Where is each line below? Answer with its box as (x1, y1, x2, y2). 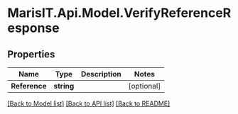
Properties (7, 48, 55, 60)
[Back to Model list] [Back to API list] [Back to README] (7, 99, 171, 108)
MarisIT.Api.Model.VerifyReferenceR (7, 5, 232, 21)
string (53, 81, 75, 91)
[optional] (128, 81, 161, 91)
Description (80, 69, 122, 79)
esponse (7, 20, 60, 36)
